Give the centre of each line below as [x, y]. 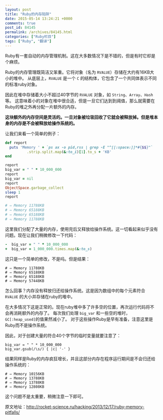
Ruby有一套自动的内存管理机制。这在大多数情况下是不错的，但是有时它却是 [80, 55]
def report [16, 143]
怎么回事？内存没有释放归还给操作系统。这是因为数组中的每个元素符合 [75, 291]
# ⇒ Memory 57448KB [25, 281]
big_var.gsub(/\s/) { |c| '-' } [38, 349]
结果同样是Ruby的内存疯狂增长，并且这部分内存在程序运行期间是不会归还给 [80, 359]
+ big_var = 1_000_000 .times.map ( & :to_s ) [49, 249]
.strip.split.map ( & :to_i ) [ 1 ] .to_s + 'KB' [69, 152]
